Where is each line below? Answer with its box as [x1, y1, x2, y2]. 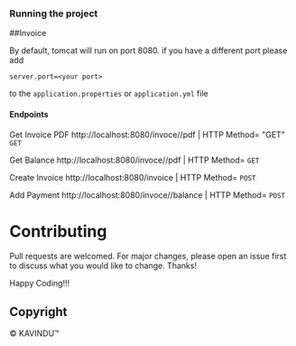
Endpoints [9, 108, 49, 119]
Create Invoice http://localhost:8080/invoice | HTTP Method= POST [9, 172, 256, 182]
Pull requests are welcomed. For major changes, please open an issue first [9, 251, 287, 262]
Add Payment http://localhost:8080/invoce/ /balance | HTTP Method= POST [9, 189, 286, 201]
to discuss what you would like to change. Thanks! [9, 260, 197, 271]
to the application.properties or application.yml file [9, 89, 209, 99]
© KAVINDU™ [9, 328, 60, 339]
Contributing [9, 220, 107, 241]
